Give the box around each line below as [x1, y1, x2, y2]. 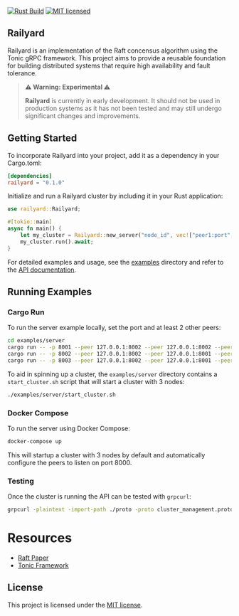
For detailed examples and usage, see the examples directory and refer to [7, 257, 224, 266]
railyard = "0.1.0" [7, 179, 65, 186]
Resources [7, 530, 73, 546]
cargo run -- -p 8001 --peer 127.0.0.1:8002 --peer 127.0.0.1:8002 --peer [7, 344, 234, 351]
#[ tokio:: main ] [7, 218, 53, 225]
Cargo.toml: [7, 159, 42, 167]
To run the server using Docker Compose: [7, 424, 130, 432]
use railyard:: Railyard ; [7, 206, 81, 213]
